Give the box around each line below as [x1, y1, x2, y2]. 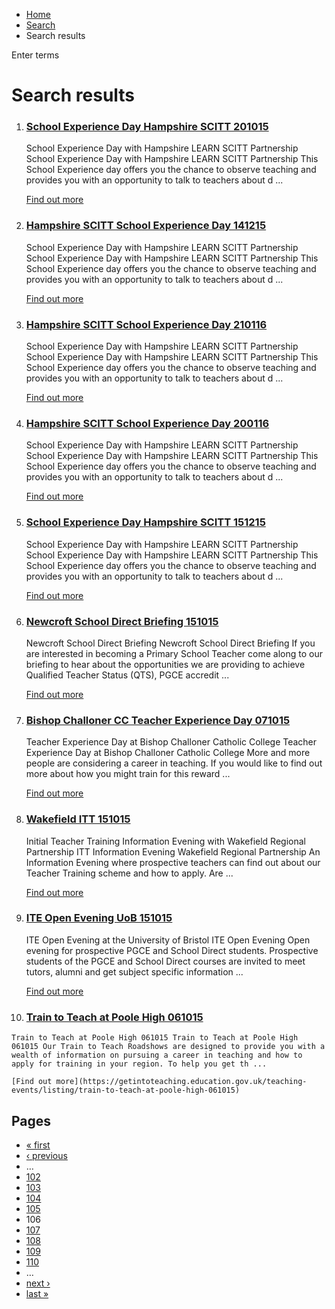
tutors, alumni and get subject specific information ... [25, 965, 244, 978]
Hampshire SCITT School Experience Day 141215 [25, 219, 267, 233]
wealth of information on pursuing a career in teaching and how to [11, 1050, 303, 1061]
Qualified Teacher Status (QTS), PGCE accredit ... [25, 669, 230, 681]
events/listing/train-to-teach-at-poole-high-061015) [11, 1085, 241, 1096]
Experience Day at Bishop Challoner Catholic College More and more [25, 747, 311, 759]
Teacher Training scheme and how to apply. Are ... [25, 867, 234, 879]
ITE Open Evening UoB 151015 [25, 911, 173, 925]
